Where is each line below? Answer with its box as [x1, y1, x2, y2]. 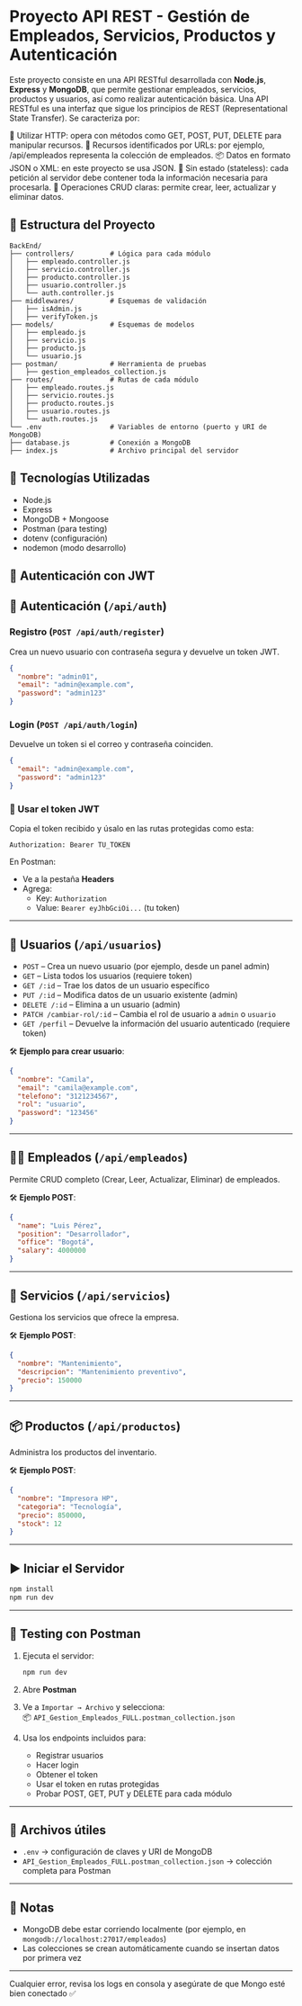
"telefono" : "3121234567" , [17, 1092, 119, 1101]
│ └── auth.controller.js [9, 288, 115, 298]
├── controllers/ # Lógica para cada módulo [9, 249, 211, 258]
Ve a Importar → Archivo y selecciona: [22, 1701, 165, 1712]
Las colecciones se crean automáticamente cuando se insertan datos [22, 1943, 280, 1954]
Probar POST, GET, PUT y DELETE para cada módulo [35, 1788, 232, 1799]
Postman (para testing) [22, 523, 108, 534]
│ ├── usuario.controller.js [9, 281, 127, 290]
